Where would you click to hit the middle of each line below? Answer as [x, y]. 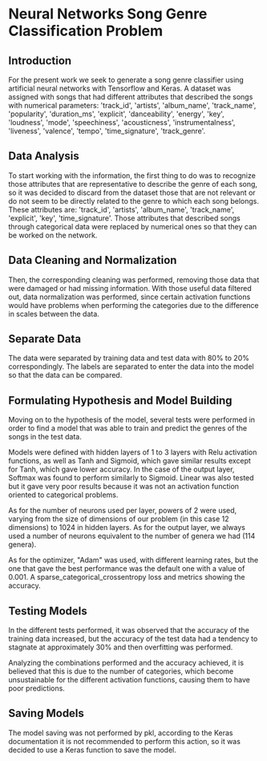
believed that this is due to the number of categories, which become [121, 671]
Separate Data [45, 339]
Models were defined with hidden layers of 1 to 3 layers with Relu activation [133, 452]
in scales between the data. [54, 314]
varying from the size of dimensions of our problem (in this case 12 [119, 519]
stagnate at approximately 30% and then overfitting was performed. [121, 647]
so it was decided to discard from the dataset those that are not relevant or [132, 192]
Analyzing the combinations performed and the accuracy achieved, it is [126, 663]
